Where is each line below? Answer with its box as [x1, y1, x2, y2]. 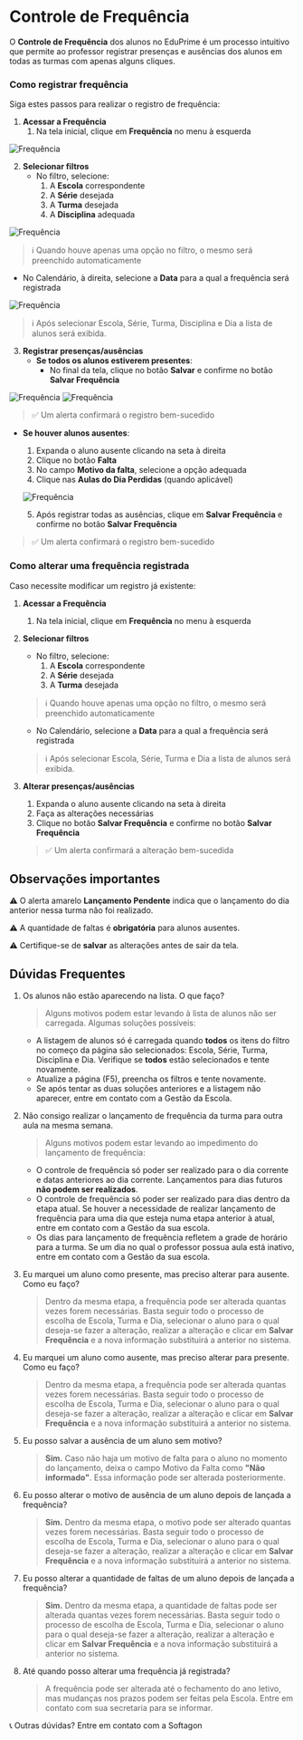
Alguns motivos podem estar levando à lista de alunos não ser [44, 1008, 278, 1019]
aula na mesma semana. [22, 1120, 113, 1131]
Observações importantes [9, 871, 161, 887]
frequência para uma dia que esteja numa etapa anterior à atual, [35, 1213, 276, 1224]
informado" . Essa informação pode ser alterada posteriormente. [44, 1472, 287, 1483]
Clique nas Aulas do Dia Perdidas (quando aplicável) [35, 474, 233, 485]
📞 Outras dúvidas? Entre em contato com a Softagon [9, 1720, 203, 1731]
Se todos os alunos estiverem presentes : [35, 355, 193, 366]
